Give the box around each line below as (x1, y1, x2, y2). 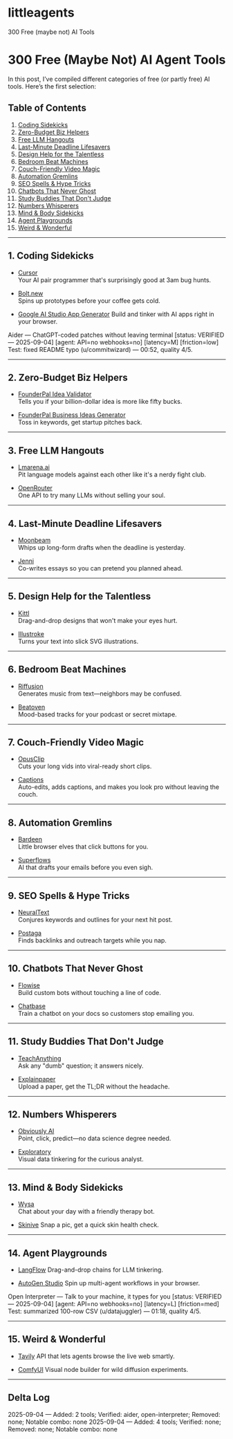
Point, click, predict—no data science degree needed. (17, 1134, 171, 1142)
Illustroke (17, 629, 44, 638)
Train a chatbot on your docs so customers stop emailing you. (17, 1009, 194, 1017)
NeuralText (17, 908, 50, 916)
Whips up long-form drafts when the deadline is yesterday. (17, 543, 186, 551)
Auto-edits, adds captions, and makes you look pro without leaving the (17, 783, 220, 791)
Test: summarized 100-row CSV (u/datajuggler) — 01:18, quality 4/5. (8, 1307, 201, 1315)
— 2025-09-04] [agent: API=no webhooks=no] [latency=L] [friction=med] (8, 1300, 220, 1308)
